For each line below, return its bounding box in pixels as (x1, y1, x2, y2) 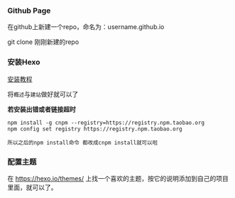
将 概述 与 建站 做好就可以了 (7, 89, 79, 98)
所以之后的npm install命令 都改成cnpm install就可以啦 (7, 139, 158, 146)
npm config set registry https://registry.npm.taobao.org (7, 125, 182, 133)
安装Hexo (7, 57, 40, 67)
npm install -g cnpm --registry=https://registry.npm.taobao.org (7, 119, 204, 126)
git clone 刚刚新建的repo (7, 38, 80, 46)
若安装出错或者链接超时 (7, 105, 76, 114)
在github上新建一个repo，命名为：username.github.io (7, 23, 165, 31)
